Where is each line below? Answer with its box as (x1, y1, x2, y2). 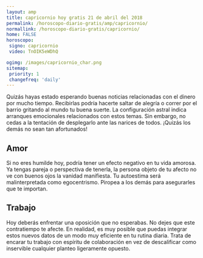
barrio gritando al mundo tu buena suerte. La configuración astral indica (6, 106, 187, 113)
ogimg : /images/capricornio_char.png (6, 59, 102, 66)
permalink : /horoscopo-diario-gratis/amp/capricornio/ (6, 20, 148, 26)
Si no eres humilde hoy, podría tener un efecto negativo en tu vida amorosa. (6, 159, 196, 167)
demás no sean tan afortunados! (6, 125, 88, 133)
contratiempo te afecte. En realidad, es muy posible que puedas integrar (6, 225, 187, 232)
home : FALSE (6, 32, 36, 38)
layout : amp (6, 9, 36, 15)
